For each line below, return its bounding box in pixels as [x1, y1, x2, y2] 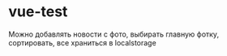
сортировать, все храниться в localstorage [8, 37, 156, 47]
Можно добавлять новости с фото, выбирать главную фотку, [8, 29, 220, 39]
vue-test [8, 2, 68, 21]
